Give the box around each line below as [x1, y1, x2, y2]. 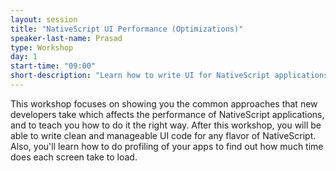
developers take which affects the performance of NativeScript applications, [10, 108, 325, 120]
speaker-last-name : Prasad [10, 33, 123, 43]
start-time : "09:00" [10, 61, 97, 71]
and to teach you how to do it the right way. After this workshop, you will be [10, 119, 322, 131]
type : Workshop [10, 42, 74, 53]
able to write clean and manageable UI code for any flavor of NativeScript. [10, 129, 317, 141]
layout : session [10, 14, 78, 25]
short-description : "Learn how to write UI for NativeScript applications [10, 71, 329, 81]
